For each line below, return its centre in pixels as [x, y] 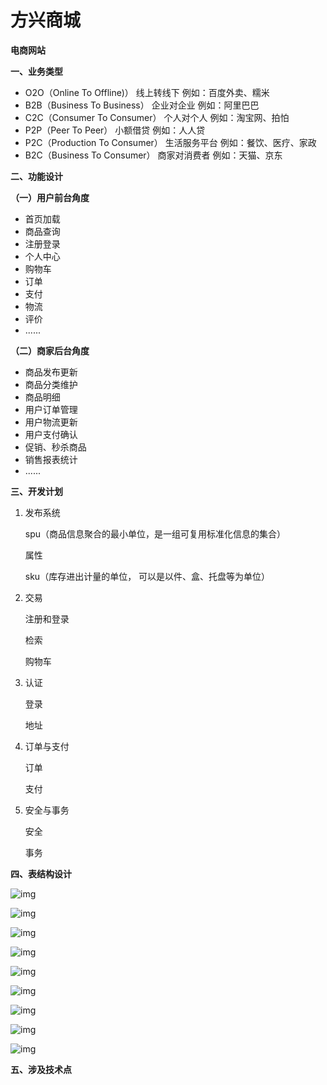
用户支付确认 [51, 434]
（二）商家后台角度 [50, 350]
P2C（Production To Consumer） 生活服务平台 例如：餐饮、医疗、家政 [170, 142]
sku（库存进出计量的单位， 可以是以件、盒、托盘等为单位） [147, 576]
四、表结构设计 [41, 873]
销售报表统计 [51, 459]
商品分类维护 [51, 384]
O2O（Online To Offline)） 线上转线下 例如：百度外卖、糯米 [147, 92]
